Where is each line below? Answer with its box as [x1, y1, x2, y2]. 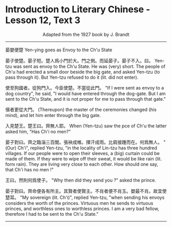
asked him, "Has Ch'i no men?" [5, 128, 71, 134]
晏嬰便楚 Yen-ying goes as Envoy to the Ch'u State [5, 47, 113, 53]
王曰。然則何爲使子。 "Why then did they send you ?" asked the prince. [5, 177, 156, 183]
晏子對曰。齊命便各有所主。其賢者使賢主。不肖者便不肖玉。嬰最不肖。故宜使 [5, 188, 167, 194]
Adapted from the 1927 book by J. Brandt [42, 31, 130, 37]
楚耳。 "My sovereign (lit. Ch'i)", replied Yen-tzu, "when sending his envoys [5, 194, 165, 200]
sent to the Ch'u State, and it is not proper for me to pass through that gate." [5, 96, 166, 102]
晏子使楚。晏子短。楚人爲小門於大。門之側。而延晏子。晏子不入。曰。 [5, 57, 154, 63]
